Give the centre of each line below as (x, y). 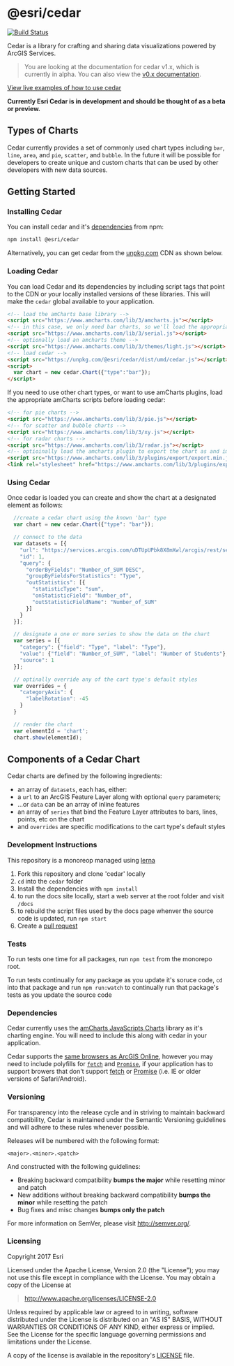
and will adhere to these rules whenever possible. (78, 1127)
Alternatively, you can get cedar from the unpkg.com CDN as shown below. (115, 253)
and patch (32, 1187)
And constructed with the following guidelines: (74, 1166)
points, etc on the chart (51, 819)
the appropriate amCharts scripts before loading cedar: (86, 400)
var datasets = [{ (40, 544)
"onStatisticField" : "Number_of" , (82, 596)
